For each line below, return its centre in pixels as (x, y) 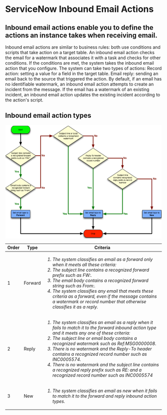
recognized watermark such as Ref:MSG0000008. (104, 343)
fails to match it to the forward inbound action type (104, 328)
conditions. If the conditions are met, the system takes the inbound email (80, 63)
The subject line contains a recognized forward (101, 270)
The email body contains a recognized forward (100, 280)
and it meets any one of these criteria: (91, 333)
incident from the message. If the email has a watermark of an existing (77, 89)
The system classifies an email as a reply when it (103, 322)
